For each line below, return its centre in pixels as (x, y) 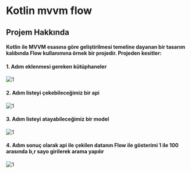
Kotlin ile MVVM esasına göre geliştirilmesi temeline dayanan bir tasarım (95, 47)
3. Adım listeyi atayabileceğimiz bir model (58, 119)
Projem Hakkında (38, 32)
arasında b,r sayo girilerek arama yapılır (55, 151)
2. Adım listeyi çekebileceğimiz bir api (53, 93)
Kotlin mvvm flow (49, 11)
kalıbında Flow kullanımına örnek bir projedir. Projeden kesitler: (84, 53)
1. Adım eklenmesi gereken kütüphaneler (56, 66)
